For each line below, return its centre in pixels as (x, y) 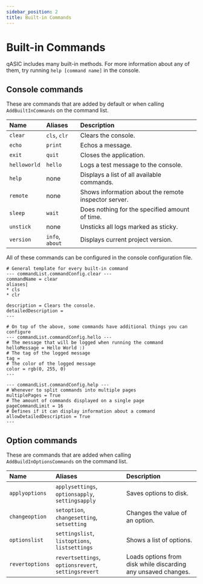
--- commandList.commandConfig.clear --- (59, 274)
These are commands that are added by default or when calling (85, 104)
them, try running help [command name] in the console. (73, 71)
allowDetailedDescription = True (48, 417)
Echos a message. (106, 146)
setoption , (70, 510)
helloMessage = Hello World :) (46, 348)
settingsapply (76, 501)
